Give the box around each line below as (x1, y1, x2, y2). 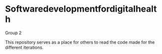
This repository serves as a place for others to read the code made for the (5, 39, 155, 45)
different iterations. (5, 44, 44, 50)
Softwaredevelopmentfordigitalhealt (5, 3, 157, 15)
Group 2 (5, 30, 22, 36)
